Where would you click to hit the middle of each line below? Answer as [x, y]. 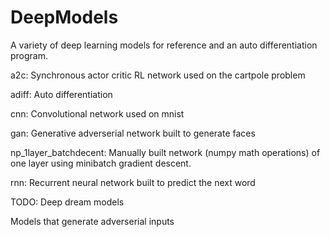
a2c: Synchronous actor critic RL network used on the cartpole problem [158, 75]
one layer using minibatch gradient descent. [101, 163]
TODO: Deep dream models [67, 202]
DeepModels [64, 17]
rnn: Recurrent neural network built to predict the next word [133, 182]
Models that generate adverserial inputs [92, 221]
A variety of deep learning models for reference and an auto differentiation [164, 45]
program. [29, 55]
